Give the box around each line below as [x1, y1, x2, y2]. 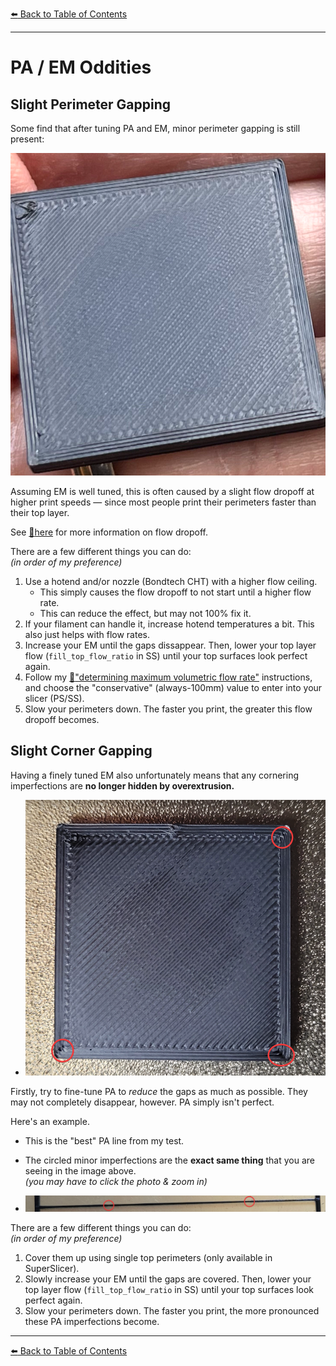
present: [10, 133, 45, 145]
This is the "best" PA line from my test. [24, 1135, 185, 1147]
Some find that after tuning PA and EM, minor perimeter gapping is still [10, 123, 301, 134]
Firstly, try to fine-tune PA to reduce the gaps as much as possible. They [10, 1086, 308, 1098]
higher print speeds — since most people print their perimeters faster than [10, 496, 317, 508]
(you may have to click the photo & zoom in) [24, 1176, 208, 1188]
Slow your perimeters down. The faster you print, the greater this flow [24, 703, 313, 715]
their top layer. [10, 507, 70, 519]
